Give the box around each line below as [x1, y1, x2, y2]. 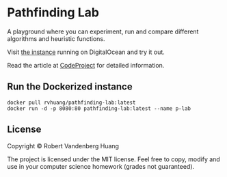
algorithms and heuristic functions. [7, 34, 105, 42]
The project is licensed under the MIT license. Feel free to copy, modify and [7, 155, 220, 163]
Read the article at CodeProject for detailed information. [7, 61, 165, 69]
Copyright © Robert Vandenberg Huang [7, 141, 120, 150]
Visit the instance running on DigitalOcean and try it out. [7, 48, 165, 56]
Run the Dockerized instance [7, 81, 133, 93]
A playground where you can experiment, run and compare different [7, 27, 199, 36]
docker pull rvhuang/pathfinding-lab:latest [7, 99, 136, 106]
